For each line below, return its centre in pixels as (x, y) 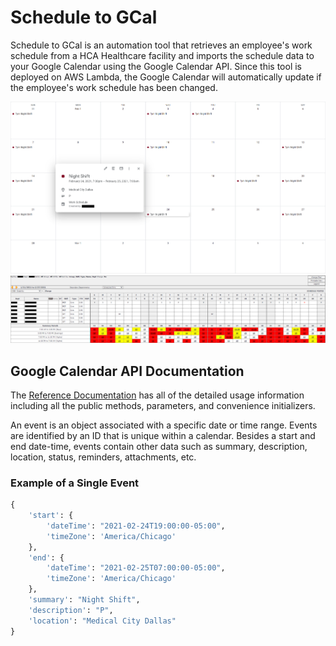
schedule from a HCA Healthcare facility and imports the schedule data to (162, 55)
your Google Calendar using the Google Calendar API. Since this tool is (156, 66)
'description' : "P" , (71, 610)
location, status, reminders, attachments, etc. (103, 457)
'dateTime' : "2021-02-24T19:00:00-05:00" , (136, 526)
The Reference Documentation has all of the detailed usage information (157, 395)
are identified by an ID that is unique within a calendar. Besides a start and (163, 435)
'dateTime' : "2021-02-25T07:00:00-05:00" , (136, 568)
